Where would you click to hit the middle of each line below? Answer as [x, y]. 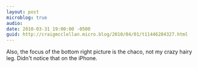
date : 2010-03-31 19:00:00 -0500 [48, 29]
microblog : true [27, 18]
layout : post [23, 12]
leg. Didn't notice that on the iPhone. [52, 58]
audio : [15, 23]
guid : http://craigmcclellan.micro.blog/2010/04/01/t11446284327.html [97, 35]
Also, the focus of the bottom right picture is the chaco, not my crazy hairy [99, 52]
